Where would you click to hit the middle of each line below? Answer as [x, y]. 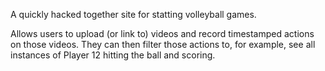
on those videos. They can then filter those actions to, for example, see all [163, 44]
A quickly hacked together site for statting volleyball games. [133, 14]
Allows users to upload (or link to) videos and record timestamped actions [162, 33]
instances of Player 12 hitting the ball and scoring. [113, 55]
